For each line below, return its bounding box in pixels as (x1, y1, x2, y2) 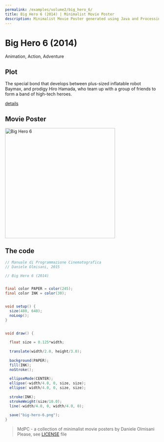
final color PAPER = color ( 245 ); (5, 286, 73, 291)
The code (5, 247, 35, 255)
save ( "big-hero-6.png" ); (9, 413, 60, 418)
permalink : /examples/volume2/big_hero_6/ (5, 7, 93, 12)
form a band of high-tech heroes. (5, 91, 72, 97)
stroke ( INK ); (9, 395, 36, 399)
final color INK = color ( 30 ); (5, 291, 67, 296)
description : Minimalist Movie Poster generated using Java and (5, 16, 139, 21)
